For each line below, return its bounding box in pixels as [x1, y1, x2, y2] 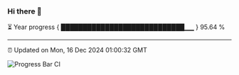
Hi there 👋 [7, 6, 43, 16]
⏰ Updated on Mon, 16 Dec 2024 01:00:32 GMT [7, 46, 147, 54]
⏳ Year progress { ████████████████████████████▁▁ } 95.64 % [7, 23, 225, 31]
